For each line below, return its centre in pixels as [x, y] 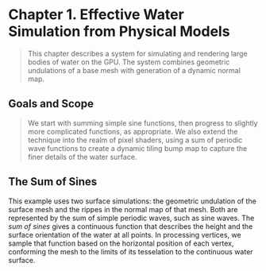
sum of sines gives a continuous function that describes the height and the [131, 226]
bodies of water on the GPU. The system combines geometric [129, 62]
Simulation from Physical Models [119, 31]
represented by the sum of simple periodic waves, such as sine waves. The [131, 218]
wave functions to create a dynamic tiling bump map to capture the [137, 148]
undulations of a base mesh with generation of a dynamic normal [134, 70]
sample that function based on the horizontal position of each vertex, [121, 243]
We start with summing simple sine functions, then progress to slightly [143, 123]
